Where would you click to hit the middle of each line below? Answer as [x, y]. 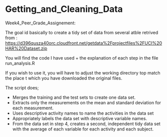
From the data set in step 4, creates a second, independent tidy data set [86, 124]
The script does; [22, 87]
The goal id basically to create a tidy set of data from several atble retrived [82, 32]
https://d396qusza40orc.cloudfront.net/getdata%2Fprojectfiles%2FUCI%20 [84, 43]
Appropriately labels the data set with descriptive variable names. [80, 118]
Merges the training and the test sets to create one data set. [74, 97]
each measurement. [33, 108]
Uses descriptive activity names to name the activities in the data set [83, 113]
